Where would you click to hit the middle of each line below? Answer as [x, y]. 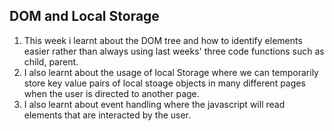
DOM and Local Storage [84, 16]
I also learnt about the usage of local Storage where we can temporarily [171, 72]
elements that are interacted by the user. [107, 115]
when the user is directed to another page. [111, 93]
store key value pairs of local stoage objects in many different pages [164, 83]
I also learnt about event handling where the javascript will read [154, 104]
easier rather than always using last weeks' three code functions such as [174, 51]
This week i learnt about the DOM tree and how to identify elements [163, 40]
